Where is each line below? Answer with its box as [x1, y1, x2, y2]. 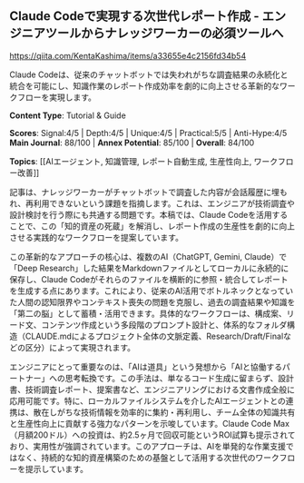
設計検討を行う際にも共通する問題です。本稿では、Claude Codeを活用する [9, 209, 289, 220]
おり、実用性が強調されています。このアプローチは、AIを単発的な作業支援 [9, 440, 287, 451]
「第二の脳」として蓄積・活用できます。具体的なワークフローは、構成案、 [9, 308, 288, 319]
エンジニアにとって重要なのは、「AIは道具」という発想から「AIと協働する [9, 361, 283, 372]
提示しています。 [25, 463, 89, 474]
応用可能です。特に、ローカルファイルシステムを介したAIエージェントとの [9, 395, 286, 406]
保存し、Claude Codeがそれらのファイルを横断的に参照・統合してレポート [9, 273, 289, 284]
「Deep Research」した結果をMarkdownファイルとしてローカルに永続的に [9, 262, 289, 273]
